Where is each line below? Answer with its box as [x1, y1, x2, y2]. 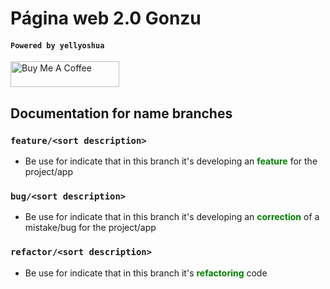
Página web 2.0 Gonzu [10, 7, 202, 30]
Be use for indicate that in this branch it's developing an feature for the [24, 155, 318, 167]
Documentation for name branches [10, 105, 233, 122]
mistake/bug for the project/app [24, 222, 157, 234]
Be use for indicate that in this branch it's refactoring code [24, 267, 268, 279]
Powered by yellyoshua [10, 40, 105, 51]
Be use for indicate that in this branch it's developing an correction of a [24, 211, 320, 223]
